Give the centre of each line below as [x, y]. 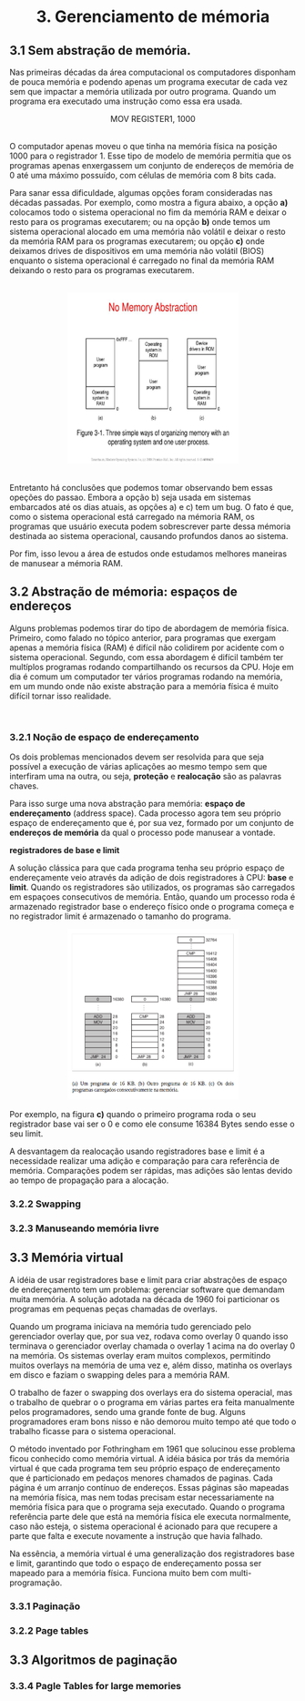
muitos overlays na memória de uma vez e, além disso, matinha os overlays [151, 1365]
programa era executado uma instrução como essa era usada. [126, 101]
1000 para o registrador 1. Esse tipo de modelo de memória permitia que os [150, 156]
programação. [36, 1583]
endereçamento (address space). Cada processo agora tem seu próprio [145, 813]
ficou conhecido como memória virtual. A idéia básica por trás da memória [149, 1458]
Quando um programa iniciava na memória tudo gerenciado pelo [131, 1326]
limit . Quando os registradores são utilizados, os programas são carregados [152, 887]
